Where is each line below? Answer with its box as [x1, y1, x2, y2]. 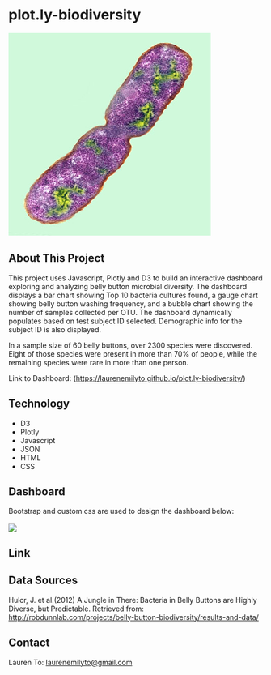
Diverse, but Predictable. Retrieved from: [8, 604, 144, 613]
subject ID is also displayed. [8, 324, 102, 334]
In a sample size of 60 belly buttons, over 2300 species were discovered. [8, 340, 253, 350]
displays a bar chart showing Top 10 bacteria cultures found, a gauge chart [8, 290, 259, 300]
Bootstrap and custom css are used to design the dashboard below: [8, 506, 235, 516]
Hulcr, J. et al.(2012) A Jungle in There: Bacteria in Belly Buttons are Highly [8, 595, 257, 605]
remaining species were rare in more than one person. [8, 357, 189, 367]
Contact [8, 636, 50, 650]
